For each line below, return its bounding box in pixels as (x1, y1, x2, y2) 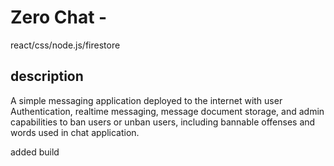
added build (10, 146, 60, 158)
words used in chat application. (10, 126, 140, 138)
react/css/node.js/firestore (10, 39, 121, 51)
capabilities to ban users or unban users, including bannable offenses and (10, 116, 316, 128)
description (10, 68, 84, 85)
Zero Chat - (10, 6, 108, 29)
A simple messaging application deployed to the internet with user (10, 94, 283, 106)
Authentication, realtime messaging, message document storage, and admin (10, 105, 325, 117)
